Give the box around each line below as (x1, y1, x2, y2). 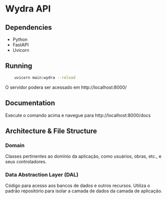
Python (12, 36, 28, 42)
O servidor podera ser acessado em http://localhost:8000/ (5, 84, 127, 90)
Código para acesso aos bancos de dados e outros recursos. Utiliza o (5, 182, 150, 189)
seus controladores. (5, 159, 47, 165)
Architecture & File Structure (5, 126, 97, 135)
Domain (5, 142, 25, 149)
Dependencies (5, 23, 52, 32)
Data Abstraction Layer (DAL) (5, 171, 79, 178)
